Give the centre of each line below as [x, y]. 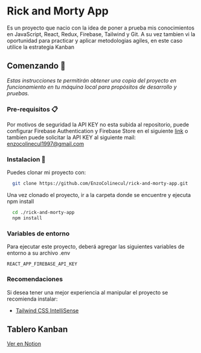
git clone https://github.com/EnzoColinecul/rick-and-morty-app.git [100, 184]
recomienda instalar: [32, 299]
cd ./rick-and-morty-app [43, 213]
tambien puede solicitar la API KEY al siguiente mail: [72, 137]
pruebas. [18, 93]
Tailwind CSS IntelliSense [47, 310]
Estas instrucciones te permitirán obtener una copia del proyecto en [92, 80]
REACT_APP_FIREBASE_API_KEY [42, 264]
